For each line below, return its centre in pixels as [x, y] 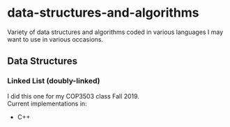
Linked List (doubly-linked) [54, 81]
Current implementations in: [47, 103]
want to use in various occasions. [55, 39]
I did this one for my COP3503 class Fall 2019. [73, 96]
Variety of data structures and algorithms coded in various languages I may [115, 32]
